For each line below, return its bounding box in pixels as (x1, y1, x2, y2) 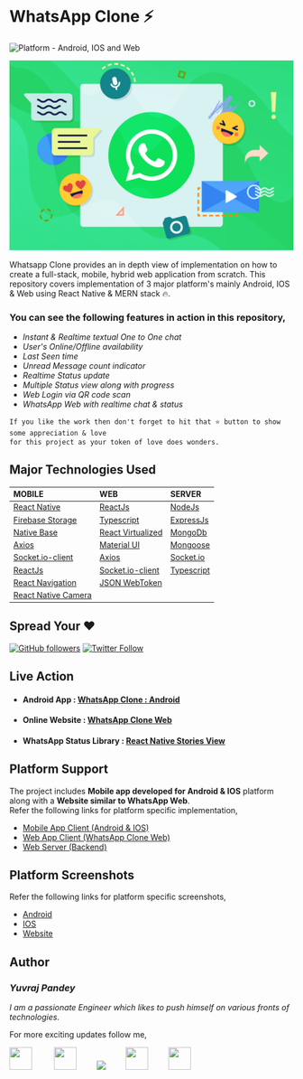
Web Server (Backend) (22, 841, 107, 852)
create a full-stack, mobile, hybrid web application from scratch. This (9, 268, 266, 279)
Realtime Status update (22, 370, 110, 380)
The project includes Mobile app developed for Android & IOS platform (9, 785, 275, 796)
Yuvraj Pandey (9, 981, 76, 994)
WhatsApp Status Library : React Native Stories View (22, 735, 225, 746)
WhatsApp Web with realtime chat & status (22, 399, 183, 409)
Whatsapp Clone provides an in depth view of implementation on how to (9, 258, 278, 270)
